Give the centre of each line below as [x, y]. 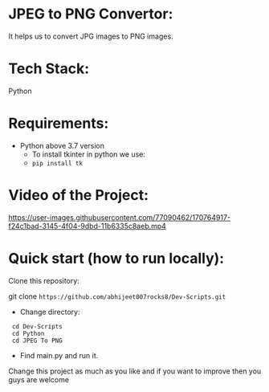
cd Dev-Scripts [37, 326]
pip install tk [57, 163]
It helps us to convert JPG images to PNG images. [91, 36]
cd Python [28, 333]
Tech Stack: [49, 69]
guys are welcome [39, 379]
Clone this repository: [44, 280]
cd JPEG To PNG [37, 341]
